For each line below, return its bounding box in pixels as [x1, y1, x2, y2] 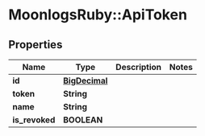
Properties [8, 38, 63, 52]
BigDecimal [63, 75, 108, 86]
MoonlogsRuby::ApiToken [8, 6, 188, 24]
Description [115, 62, 162, 72]
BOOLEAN [63, 114, 103, 126]
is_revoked [12, 114, 56, 126]
